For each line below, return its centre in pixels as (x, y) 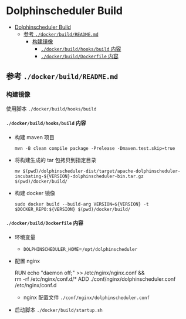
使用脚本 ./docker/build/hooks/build (51, 108)
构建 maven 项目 (34, 137)
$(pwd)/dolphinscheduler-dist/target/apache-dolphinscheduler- (102, 171)
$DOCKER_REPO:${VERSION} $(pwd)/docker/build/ (72, 209)
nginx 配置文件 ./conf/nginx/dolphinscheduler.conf (87, 297)
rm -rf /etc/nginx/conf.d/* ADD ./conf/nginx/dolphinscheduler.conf (95, 279)
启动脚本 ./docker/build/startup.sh (58, 310)
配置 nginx (27, 261)
